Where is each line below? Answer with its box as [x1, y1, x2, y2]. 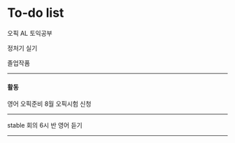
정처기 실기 [7, 43, 38, 52]
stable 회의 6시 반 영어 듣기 [7, 121, 83, 130]
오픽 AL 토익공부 [7, 29, 52, 37]
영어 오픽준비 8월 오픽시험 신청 [7, 100, 92, 108]
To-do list [7, 5, 64, 21]
